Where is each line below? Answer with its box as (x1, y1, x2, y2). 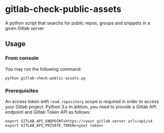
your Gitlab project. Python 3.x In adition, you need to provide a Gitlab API (5, 104, 157, 110)
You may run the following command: (5, 66, 82, 72)
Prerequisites (5, 87, 38, 94)
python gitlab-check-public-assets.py (5, 76, 86, 81)
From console (5, 55, 39, 62)
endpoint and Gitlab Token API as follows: (5, 109, 91, 115)
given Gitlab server (5, 25, 44, 31)
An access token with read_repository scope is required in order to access (5, 98, 160, 104)
